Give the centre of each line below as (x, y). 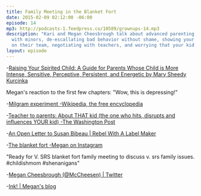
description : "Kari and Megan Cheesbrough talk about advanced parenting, (102, 34)
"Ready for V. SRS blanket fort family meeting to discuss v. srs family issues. (100, 156)
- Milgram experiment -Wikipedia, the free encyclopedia (75, 104)
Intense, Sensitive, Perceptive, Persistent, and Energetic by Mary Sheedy (96, 74)
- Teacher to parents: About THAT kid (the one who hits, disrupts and (91, 115)
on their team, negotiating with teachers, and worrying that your (98, 46)
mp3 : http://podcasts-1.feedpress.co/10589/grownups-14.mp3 (83, 28)
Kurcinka (17, 80)
